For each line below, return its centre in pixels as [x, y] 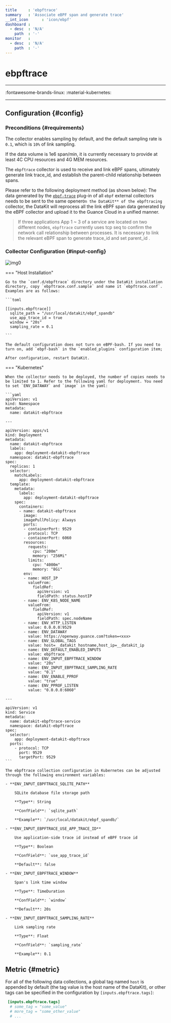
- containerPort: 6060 [48, 538]
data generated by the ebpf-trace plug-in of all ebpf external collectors [80, 196]
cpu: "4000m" [46, 565]
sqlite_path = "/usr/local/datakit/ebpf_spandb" [62, 313]
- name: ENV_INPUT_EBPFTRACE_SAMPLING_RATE [70, 668]
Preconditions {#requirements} [45, 127]
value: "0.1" [42, 672]
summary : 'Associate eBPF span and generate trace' [65, 15]
